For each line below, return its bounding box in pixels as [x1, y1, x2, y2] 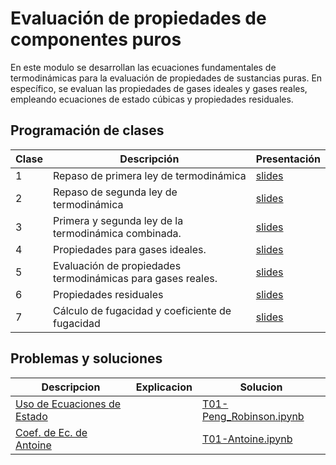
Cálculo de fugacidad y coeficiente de [52, 303, 232, 317]
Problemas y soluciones [10, 350, 163, 367]
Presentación [255, 152, 321, 166]
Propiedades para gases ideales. [52, 242, 207, 256]
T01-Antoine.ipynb [201, 432, 293, 446]
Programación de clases [10, 122, 165, 139]
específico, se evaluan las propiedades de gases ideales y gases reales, [10, 82, 308, 94]
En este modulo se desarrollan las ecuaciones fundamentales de [10, 61, 277, 73]
